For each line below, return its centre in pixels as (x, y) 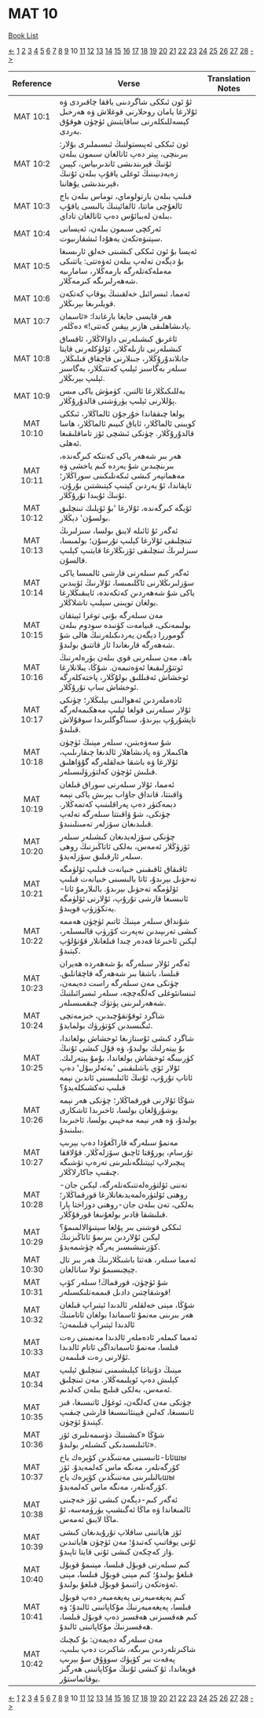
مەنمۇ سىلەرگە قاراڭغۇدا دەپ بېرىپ (119, 1142)
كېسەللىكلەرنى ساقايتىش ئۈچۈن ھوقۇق (125, 121)
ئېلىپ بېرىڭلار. (82, 378)
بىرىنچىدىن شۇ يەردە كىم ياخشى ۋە (117, 465)
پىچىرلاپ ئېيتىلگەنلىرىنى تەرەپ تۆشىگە (122, 1162)
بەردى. (71, 131)
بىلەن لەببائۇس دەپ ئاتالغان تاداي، (116, 216)
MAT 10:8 (32, 358)
